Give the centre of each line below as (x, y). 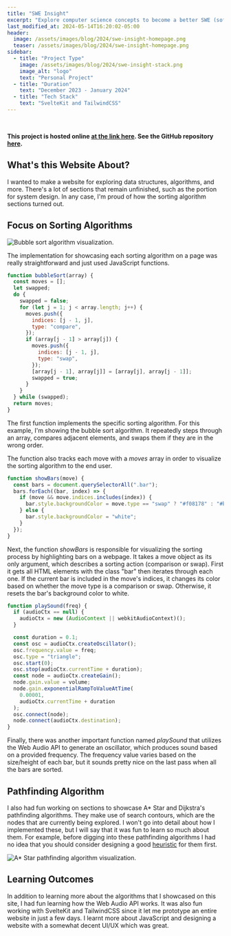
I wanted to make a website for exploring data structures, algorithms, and (111, 182)
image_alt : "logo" (46, 71)
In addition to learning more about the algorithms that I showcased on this (112, 896)
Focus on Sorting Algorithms (70, 226)
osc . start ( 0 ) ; (33, 663)
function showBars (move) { (46, 478)
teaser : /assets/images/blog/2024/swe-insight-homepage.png (101, 45)
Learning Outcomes (51, 879)
